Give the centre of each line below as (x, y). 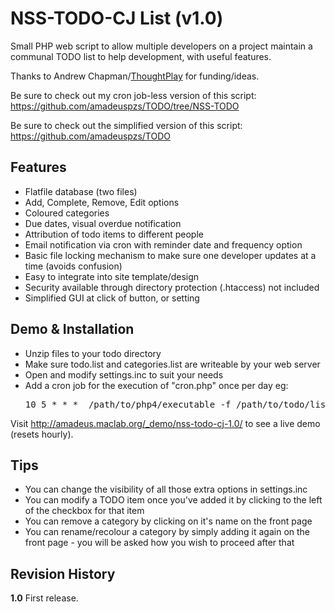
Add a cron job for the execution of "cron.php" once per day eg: (156, 385)
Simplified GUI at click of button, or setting (112, 298)
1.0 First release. (44, 598)
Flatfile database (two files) (81, 191)
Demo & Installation (72, 329)
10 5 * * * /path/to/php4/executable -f (128, 404)
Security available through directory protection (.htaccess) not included (172, 287)
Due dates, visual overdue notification (103, 223)
